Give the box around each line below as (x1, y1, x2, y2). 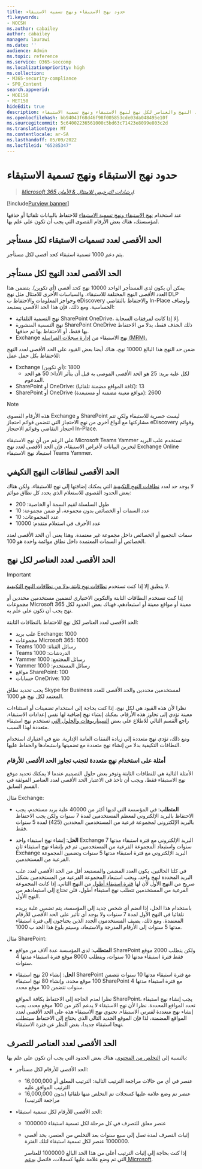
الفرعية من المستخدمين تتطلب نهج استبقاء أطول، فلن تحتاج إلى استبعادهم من (15, 886, 189, 893)
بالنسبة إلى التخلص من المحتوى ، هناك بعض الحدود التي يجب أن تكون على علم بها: (7, 1054, 188, 1061)
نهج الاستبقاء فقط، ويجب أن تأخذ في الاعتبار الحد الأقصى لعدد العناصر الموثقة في (7, 777, 186, 784)
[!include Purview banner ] (7, 200, 70, 207)
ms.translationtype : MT (7, 126, 67, 132)
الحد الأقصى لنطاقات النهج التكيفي (7, 467, 119, 477)
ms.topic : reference (7, 53, 59, 59)
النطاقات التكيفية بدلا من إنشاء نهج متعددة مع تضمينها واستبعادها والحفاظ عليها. (7, 741, 182, 748)
